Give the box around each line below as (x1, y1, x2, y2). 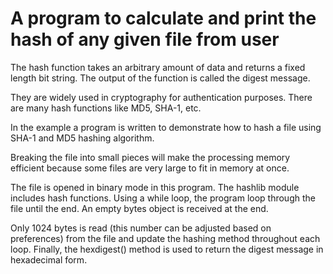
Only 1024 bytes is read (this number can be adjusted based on (10, 222, 272, 234)
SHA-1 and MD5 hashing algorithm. (10, 132, 155, 144)
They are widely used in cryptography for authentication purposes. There (10, 91, 313, 103)
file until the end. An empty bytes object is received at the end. (10, 202, 269, 214)
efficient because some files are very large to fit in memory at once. (10, 162, 290, 174)
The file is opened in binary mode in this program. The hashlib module (10, 181, 300, 193)
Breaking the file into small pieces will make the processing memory (10, 151, 291, 163)
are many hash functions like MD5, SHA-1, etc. (10, 102, 202, 114)
